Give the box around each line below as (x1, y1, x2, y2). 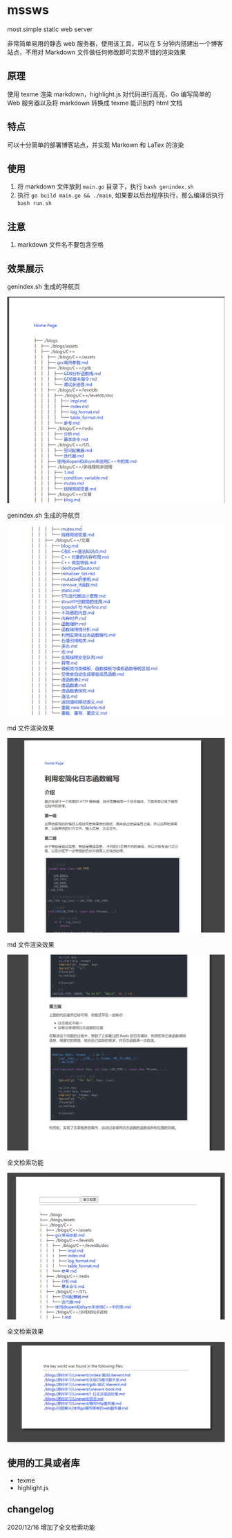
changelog (7, 1503, 55, 1516)
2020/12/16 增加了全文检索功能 (7, 1523, 95, 1531)
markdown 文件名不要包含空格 (17, 241, 104, 249)
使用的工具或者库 (7, 1458, 80, 1469)
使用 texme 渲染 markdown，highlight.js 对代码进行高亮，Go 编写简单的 (7, 89, 211, 98)
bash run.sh (17, 200, 52, 207)
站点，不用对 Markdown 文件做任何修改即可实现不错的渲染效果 (7, 48, 186, 56)
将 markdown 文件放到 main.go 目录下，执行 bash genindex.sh (17, 182, 194, 191)
